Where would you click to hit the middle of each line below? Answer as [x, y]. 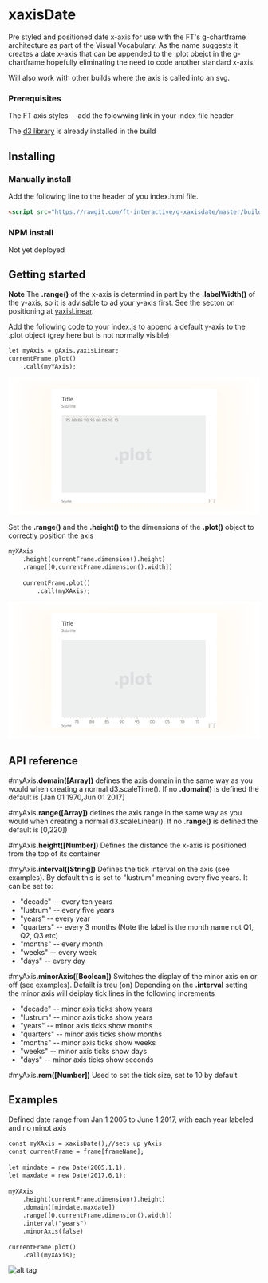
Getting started [47, 275]
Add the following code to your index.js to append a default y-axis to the [127, 326]
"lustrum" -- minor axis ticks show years [86, 1017]
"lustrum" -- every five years [67, 910]
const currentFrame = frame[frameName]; [77, 1151]
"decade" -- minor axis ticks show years [86, 1009]
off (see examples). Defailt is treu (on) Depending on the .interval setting [128, 985]
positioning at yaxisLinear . [51, 311]
